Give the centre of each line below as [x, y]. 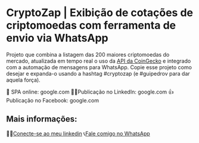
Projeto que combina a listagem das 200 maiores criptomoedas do [88, 54]
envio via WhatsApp [57, 38]
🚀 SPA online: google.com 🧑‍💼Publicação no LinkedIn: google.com [87, 92]
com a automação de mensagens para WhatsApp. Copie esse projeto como [99, 67]
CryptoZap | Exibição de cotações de [100, 13]
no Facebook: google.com [67, 100]
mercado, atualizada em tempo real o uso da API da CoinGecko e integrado [99, 61]
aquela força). [23, 80]
